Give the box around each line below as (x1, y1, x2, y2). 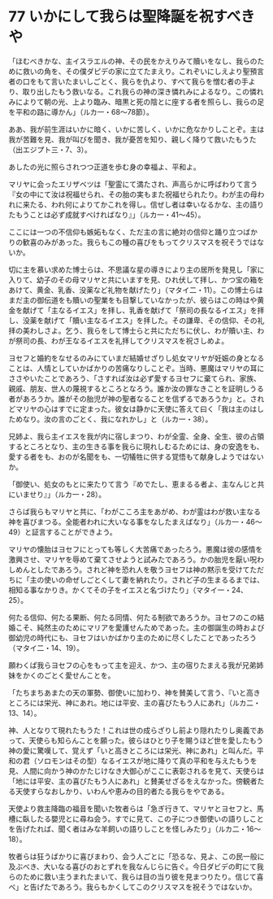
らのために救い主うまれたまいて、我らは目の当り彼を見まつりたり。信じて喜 (8, 871, 264, 881)
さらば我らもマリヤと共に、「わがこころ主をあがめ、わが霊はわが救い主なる (8, 506, 262, 517)
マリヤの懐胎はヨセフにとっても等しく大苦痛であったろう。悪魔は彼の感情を (8, 544, 263, 554)
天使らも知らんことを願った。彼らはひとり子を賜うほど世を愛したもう (28, 735, 264, 745)
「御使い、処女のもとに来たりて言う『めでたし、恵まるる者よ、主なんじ (8, 479, 250, 489)
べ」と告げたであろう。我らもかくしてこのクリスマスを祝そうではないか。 (8, 882, 257, 892)
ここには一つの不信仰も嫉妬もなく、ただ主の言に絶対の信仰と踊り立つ (8, 227, 244, 237)
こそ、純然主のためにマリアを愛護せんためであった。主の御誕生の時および (15, 622, 265, 632)
